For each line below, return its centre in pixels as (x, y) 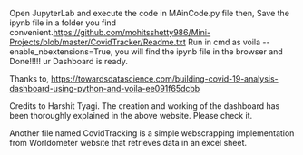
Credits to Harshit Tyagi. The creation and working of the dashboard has (145, 106)
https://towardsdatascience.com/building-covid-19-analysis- (165, 79)
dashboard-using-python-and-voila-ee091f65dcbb (105, 88)
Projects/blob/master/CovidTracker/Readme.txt (98, 42)
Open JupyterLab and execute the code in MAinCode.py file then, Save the (150, 13)
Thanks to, (29, 79)
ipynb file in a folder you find (63, 23)
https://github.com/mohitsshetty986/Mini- (132, 32)
